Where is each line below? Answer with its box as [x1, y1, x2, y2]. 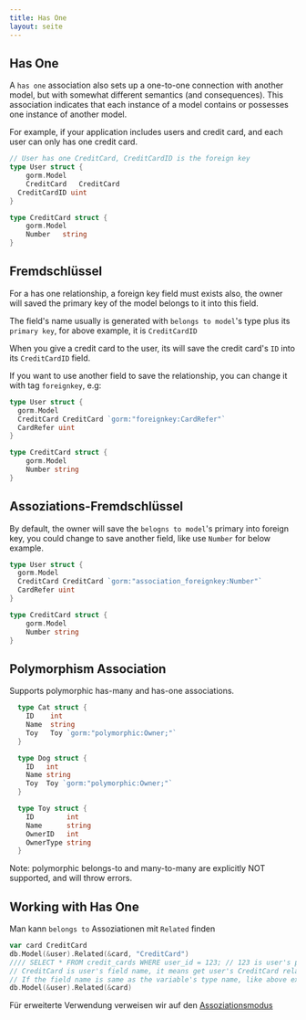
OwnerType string [25, 837, 92, 847]
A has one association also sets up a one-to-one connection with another [9, 79, 284, 91]
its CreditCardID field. [9, 352, 91, 363]
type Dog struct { [17, 753, 88, 762]
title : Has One [9, 13, 67, 23]
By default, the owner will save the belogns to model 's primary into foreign [9, 522, 290, 534]
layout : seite [9, 22, 64, 31]
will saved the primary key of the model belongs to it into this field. [9, 298, 260, 309]
